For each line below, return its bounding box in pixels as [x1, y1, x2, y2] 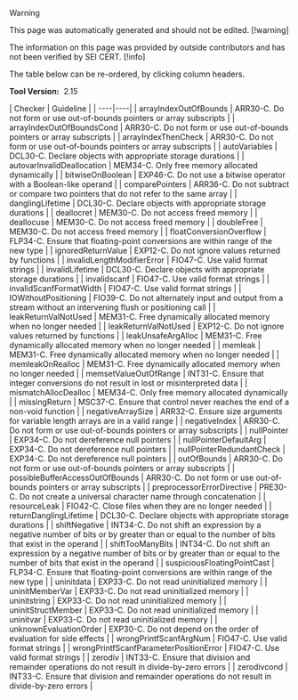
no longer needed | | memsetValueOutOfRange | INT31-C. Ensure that [9, 369, 264, 378]
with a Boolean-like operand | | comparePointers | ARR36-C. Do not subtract [9, 179, 290, 190]
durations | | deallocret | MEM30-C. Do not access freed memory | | [9, 208, 258, 217]
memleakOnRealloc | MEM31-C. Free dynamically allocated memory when [9, 359, 281, 369]
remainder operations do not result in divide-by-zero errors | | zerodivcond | [9, 662, 288, 672]
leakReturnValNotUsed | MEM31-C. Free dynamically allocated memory [9, 312, 270, 322]
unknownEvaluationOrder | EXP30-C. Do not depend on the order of [9, 623, 260, 634]
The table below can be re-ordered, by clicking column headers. [9, 69, 246, 79]
